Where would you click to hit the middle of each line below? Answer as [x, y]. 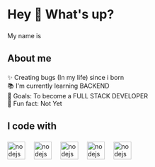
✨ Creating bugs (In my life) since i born [66, 78]
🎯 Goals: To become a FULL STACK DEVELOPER [78, 96]
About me [29, 58]
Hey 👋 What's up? [61, 15]
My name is [24, 36]
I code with [32, 126]
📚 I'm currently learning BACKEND [58, 86]
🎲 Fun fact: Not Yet [35, 104]
